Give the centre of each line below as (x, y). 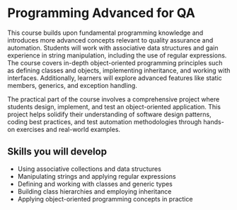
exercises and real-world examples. (69, 129)
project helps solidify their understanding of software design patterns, (109, 114)
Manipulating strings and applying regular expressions (97, 176)
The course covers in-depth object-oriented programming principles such (115, 62)
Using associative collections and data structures (89, 169)
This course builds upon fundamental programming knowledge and (105, 33)
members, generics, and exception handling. (73, 85)
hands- (214, 121)
